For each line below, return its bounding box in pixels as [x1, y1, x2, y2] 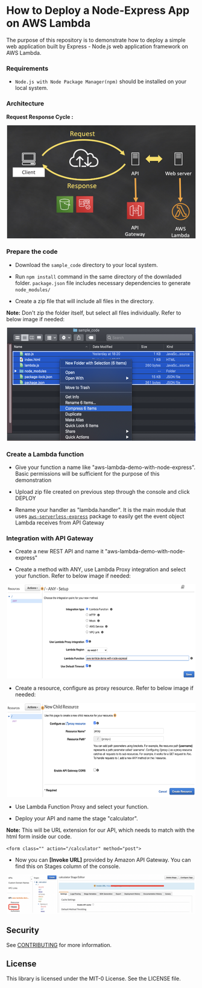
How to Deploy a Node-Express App [6, 4, 190, 17]
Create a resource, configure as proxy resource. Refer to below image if [14, 685, 194, 692]
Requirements [6, 64, 49, 72]
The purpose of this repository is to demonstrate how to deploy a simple [6, 36, 186, 43]
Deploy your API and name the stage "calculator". [14, 815, 139, 822]
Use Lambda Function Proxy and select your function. [14, 803, 149, 811]
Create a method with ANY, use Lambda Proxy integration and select [14, 566, 186, 573]
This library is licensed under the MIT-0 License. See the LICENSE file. [6, 975, 181, 982]
